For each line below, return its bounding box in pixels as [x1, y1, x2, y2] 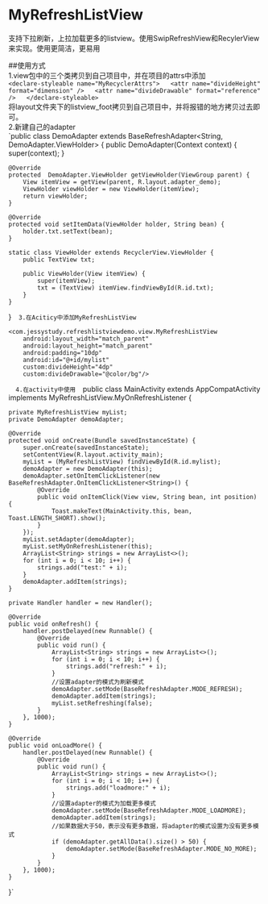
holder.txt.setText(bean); [23, 227, 113, 235]
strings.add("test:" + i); [37, 563, 128, 572]
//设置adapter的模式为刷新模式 [51, 677, 145, 686]
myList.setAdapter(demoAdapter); [23, 535, 135, 544]
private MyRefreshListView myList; [8, 408, 128, 416]
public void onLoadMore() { [8, 741, 103, 749]
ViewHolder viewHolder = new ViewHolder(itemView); [23, 185, 200, 193]
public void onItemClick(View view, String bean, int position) [37, 493, 258, 501]
